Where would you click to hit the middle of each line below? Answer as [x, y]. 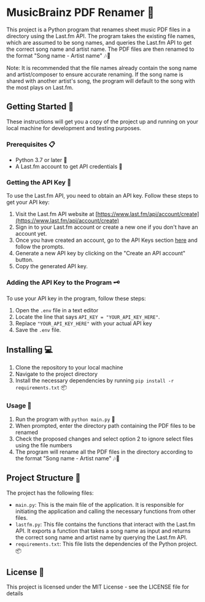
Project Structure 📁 [44, 478]
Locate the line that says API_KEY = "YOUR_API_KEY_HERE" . [87, 317]
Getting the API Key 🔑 [39, 182]
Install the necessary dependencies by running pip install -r [95, 380]
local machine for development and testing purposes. [74, 128]
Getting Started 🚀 [40, 107]
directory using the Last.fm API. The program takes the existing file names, [101, 36]
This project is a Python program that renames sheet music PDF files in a [99, 29]
